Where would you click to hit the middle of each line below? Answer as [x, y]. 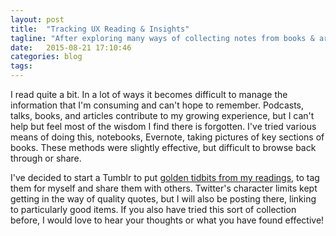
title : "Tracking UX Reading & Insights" [100, 29]
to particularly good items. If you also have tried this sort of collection [153, 209]
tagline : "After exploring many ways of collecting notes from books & [162, 38]
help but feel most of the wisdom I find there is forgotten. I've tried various [163, 126]
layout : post [37, 19]
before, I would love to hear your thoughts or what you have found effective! [167, 220]
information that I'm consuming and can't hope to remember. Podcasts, [157, 105]
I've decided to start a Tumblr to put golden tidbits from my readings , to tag [165, 177]
